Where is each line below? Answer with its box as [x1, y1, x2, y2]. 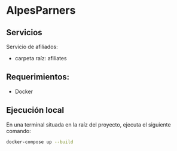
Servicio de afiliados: [6, 43, 58, 50]
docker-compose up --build [6, 138, 74, 145]
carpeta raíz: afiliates [14, 55, 67, 61]
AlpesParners [6, 4, 76, 17]
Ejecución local [6, 105, 65, 115]
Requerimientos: [6, 72, 70, 82]
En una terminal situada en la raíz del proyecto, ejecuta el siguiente [6, 121, 172, 128]
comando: [6, 127, 31, 134]
